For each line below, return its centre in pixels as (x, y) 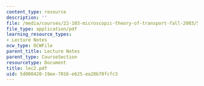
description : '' (27, 18)
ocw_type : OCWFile (29, 46)
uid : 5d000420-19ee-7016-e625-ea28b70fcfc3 (62, 74)
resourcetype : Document (36, 62)
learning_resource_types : (39, 35)
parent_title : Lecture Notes (43, 51)
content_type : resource (36, 12)
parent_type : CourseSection (42, 57)
